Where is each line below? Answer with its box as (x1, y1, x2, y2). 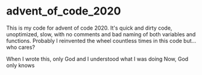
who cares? (6, 44, 35, 51)
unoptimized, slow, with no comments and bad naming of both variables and (6, 30, 196, 37)
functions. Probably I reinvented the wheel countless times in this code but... (6, 37, 197, 44)
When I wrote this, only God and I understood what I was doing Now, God (6, 55, 189, 62)
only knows (6, 62, 35, 69)
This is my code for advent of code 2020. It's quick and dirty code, (6, 24, 172, 31)
